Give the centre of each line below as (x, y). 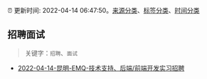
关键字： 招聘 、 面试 (51, 53)
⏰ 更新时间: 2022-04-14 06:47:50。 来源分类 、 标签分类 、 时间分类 (103, 10)
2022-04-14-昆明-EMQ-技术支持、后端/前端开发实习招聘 (101, 68)
